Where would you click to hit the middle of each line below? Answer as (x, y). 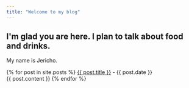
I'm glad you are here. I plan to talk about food (95, 37)
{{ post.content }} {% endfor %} (46, 79)
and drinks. (28, 46)
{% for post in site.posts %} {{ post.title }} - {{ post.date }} (79, 72)
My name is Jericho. (32, 61)
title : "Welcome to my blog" (43, 12)
